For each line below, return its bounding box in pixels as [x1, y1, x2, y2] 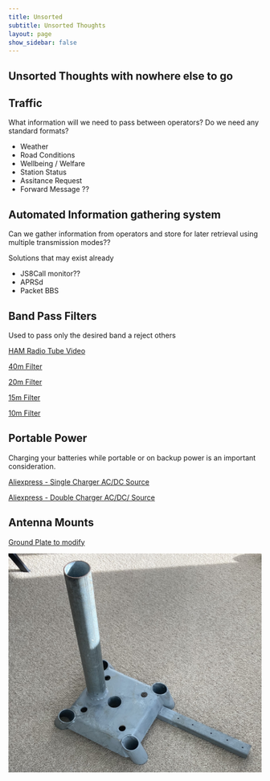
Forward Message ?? [19, 185, 90, 194]
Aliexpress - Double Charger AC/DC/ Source [8, 493, 155, 502]
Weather [19, 141, 49, 152]
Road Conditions [19, 150, 76, 160]
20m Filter [8, 378, 43, 387]
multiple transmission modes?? [8, 238, 111, 247]
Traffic [8, 96, 43, 110]
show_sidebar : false [8, 39, 78, 47]
